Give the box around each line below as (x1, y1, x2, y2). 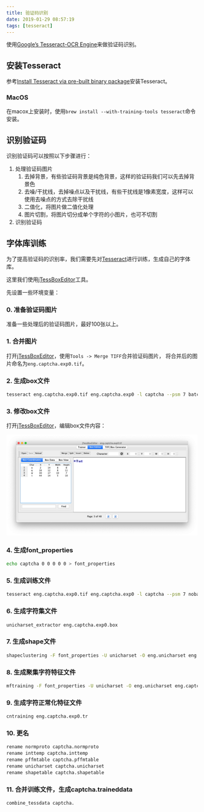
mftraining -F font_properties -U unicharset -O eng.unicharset (6, 682, 172, 689)
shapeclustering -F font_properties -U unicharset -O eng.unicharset (6, 652, 186, 659)
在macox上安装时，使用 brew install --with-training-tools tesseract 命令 (6, 108, 196, 115)
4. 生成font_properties (6, 545, 73, 554)
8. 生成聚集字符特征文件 (6, 668, 76, 676)
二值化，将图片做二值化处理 (24, 203, 94, 211)
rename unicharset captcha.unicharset (6, 763, 104, 769)
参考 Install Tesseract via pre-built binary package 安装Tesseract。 (6, 78, 171, 85)
